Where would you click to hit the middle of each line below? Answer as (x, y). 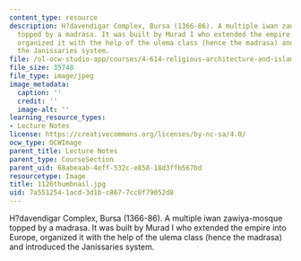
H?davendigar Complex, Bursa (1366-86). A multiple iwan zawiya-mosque (146, 218)
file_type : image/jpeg (52, 76)
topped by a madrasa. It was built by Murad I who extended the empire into (148, 228)
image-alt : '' (43, 109)
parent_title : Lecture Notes (64, 151)
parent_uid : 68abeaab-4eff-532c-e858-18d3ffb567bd (106, 168)
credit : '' (38, 101)
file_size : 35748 (42, 68)
